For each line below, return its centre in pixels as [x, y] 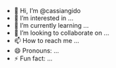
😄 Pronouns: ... [37, 51]
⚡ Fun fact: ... [33, 58]
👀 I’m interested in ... [44, 18]
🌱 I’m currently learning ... [51, 25]
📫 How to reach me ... [46, 41]
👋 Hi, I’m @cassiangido [47, 11]
